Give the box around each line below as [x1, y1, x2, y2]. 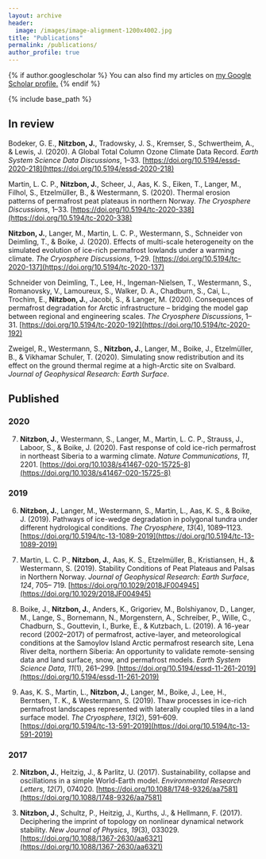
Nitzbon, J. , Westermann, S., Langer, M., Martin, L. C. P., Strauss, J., [19, 434, 244, 444]
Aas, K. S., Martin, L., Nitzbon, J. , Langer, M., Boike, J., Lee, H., [19, 687, 227, 697]
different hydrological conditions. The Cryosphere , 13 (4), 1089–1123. [19, 523, 243, 532]
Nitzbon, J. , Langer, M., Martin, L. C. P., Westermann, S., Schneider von [8, 228, 243, 238]
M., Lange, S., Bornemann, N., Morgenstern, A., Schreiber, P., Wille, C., [19, 612, 252, 622]
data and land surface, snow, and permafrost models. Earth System [19, 655, 241, 664]
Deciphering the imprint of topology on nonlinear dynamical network [19, 817, 244, 826]
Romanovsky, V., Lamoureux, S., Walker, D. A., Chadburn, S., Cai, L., [8, 286, 230, 295]
